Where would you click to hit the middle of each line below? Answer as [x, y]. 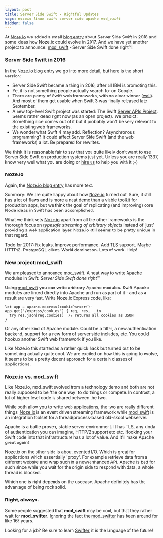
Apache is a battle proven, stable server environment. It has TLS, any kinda [80, 427]
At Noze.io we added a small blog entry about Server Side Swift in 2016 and [81, 37]
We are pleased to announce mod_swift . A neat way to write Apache [73, 273]
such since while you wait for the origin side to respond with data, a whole [80, 467]
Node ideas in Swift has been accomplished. [50, 210]
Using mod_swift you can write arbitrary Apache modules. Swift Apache [77, 288]
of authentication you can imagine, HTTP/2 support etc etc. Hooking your [79, 432]
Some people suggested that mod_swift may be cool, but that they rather [79, 510]
